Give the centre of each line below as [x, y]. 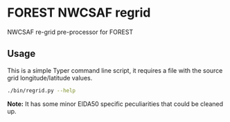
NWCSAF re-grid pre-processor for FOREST [70, 32]
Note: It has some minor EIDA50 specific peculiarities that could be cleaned [115, 104]
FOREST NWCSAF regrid [79, 13]
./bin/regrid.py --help [42, 90]
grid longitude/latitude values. [50, 78]
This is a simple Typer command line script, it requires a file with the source [115, 70]
